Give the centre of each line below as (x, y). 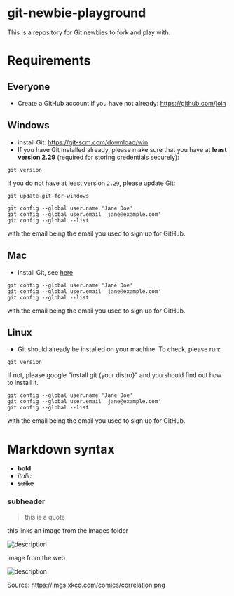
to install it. (23, 383)
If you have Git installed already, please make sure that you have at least (122, 149)
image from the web (36, 557)
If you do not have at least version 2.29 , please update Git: (91, 183)
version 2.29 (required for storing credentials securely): (98, 157)
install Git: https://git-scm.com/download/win (83, 142)
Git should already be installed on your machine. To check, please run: (119, 349)
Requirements (49, 61)
